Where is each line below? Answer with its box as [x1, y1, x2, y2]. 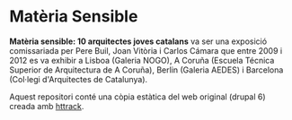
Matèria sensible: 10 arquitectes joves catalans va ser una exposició [9, 36, 268, 47]
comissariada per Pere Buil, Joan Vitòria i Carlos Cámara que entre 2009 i [9, 45, 283, 56]
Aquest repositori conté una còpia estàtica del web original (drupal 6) [9, 91, 267, 102]
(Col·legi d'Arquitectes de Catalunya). [9, 73, 148, 84]
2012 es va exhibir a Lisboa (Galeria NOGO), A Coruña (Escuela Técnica [9, 55, 275, 65]
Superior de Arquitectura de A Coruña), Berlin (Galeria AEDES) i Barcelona [9, 64, 284, 75]
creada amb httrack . [9, 100, 84, 111]
